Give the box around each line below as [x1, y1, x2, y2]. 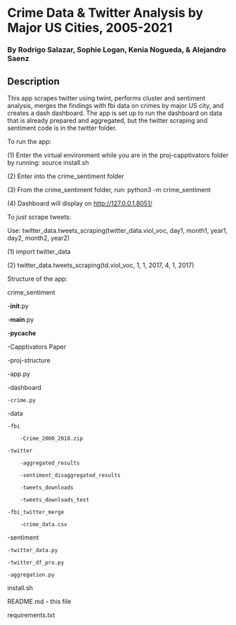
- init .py [7, 302, 29, 310]
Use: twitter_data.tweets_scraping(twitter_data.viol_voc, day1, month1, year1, [7, 226, 228, 234]
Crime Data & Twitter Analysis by [7, 5, 204, 21]
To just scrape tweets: [7, 213, 72, 221]
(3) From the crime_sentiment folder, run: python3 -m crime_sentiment [7, 185, 211, 194]
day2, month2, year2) [7, 234, 70, 242]
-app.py [7, 370, 30, 378]
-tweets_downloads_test [20, 496, 90, 503]
